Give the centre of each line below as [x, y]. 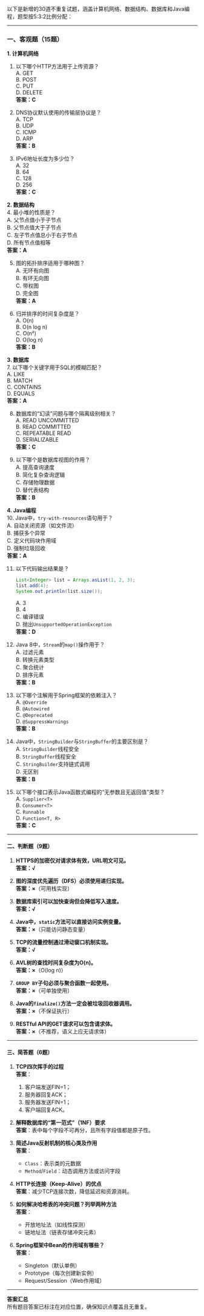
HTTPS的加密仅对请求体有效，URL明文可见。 [72, 860]
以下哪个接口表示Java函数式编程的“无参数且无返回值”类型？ [90, 792]
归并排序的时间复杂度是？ [48, 314]
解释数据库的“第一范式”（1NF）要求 [60, 1123]
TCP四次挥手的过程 [40, 1067]
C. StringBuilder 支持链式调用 [53, 764]
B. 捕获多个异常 [26, 533]
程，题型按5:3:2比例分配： [40, 16]
